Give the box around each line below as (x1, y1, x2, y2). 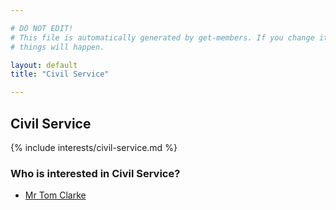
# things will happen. (10, 42, 105, 52)
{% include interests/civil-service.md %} (10, 141, 178, 153)
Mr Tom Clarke (24, 189, 87, 201)
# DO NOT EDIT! (10, 23, 74, 33)
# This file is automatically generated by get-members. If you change (10, 32, 315, 43)
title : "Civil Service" (10, 69, 110, 80)
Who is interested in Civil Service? (10, 166, 181, 180)
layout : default (10, 60, 78, 70)
